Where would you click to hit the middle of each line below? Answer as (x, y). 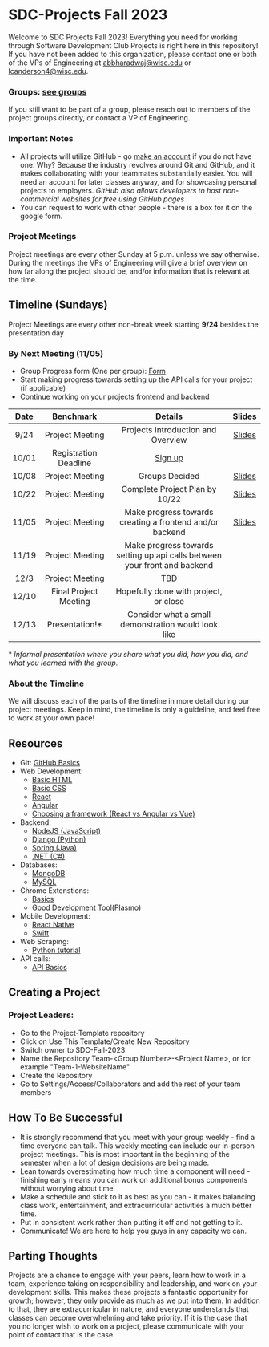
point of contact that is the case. (62, 1335)
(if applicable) (43, 387)
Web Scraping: (44, 942)
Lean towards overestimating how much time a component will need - (135, 1171)
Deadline (75, 463)
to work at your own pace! (51, 718)
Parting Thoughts (53, 1256)
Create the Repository (56, 1075)
